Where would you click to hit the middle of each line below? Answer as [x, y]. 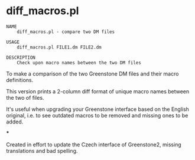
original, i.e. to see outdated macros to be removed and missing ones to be [97, 115]
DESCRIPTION [21, 57]
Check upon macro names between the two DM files [79, 63]
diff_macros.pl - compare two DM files [66, 32]
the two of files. [25, 97]
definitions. [20, 80]
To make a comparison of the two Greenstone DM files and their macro [92, 74]
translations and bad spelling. [42, 151]
